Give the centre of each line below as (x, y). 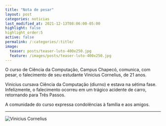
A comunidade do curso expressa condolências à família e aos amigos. (77, 105)
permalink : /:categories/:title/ (40, 42)
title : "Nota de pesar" (30, 10)
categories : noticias (27, 19)
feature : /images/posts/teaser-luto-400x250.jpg (61, 56)
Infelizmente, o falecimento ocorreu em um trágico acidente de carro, (76, 90)
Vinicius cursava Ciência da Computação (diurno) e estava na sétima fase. (81, 84)
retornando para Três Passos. (35, 95)
